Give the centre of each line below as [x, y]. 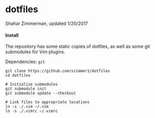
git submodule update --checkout [41, 93]
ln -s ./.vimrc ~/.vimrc [32, 111]
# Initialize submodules [32, 84]
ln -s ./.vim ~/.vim [27, 107]
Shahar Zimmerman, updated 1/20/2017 [46, 23]
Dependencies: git [25, 62]
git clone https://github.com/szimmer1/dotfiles [58, 71]
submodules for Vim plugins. [35, 52]
